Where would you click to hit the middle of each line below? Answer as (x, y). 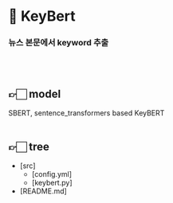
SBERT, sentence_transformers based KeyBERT (86, 113)
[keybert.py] (52, 183)
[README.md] (43, 191)
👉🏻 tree (29, 146)
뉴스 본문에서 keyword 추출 (59, 43)
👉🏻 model (35, 94)
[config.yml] (52, 174)
